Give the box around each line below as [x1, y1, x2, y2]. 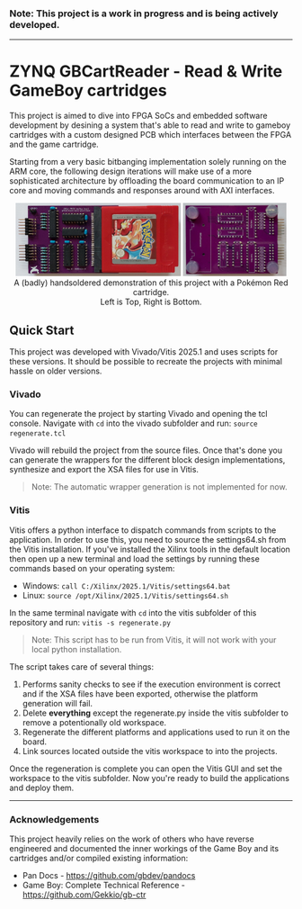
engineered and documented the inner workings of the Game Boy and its [9, 842, 280, 853]
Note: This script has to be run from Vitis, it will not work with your [31, 634, 277, 645]
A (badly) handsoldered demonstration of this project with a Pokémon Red [13, 277, 289, 288]
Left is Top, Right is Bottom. [100, 296, 202, 308]
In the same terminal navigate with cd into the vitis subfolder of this [9, 607, 257, 618]
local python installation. [31, 643, 122, 654]
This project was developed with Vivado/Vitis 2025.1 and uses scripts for [9, 346, 279, 357]
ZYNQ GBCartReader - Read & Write [9, 61, 283, 82]
